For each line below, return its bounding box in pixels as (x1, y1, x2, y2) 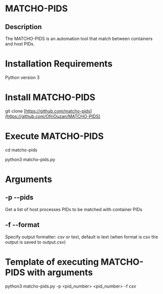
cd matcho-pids (5, 147, 38, 153)
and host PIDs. (5, 41, 35, 47)
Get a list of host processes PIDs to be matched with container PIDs (5, 206, 143, 212)
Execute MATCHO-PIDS (5, 131, 104, 142)
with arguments (27, 267, 93, 278)
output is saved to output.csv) (5, 239, 66, 245)
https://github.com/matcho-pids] (25, 108, 92, 114)
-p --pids (5, 193, 33, 202)
